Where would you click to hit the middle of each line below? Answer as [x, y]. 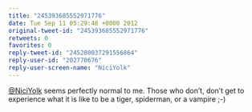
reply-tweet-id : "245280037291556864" [73, 53]
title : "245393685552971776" [57, 16]
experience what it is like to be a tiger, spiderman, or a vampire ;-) [117, 99]
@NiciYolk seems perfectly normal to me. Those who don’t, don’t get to [126, 90]
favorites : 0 [30, 46]
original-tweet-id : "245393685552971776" [79, 30]
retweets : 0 [28, 38]
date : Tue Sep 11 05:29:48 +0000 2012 [73, 23]
